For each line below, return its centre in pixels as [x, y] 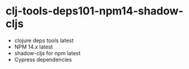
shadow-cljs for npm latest [47, 53]
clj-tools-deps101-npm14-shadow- [94, 11]
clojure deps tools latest [44, 40]
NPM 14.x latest [34, 47]
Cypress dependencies [43, 59]
